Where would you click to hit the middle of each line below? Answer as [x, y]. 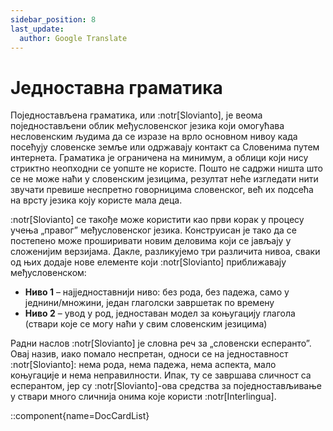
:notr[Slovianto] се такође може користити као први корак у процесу [157, 220]
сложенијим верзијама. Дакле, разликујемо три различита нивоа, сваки [165, 252]
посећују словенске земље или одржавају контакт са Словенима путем [165, 147]
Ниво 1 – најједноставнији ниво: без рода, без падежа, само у [157, 292]
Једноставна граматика [116, 87]
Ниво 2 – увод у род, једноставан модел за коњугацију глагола [160, 313]
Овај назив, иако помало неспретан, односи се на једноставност [149, 354]
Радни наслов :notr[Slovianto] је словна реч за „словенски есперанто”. [161, 343]
